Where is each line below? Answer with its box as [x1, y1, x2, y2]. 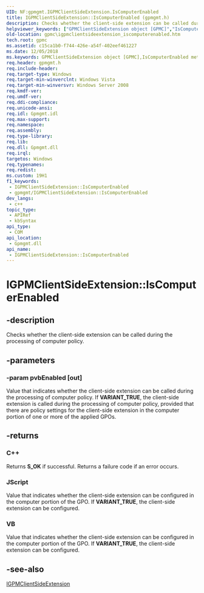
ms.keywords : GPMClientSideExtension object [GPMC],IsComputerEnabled [6, 54, 189, 60]
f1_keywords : [6, 179, 39, 185]
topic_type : [6, 207, 36, 213]
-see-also [6, 564, 44, 574]
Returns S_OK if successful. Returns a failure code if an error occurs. [6, 462, 179, 470]
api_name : [6, 246, 32, 252]
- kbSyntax [8, 218, 36, 224]
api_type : [6, 224, 32, 230]
